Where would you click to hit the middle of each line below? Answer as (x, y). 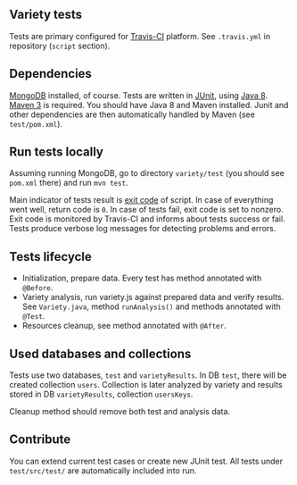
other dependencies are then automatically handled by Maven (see (132, 114)
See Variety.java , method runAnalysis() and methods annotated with (151, 306)
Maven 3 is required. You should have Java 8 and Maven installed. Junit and (149, 105)
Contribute (40, 440)
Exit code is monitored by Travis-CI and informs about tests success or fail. (147, 219)
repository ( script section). (60, 46)
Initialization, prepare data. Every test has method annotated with (142, 278)
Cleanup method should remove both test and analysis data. (120, 412)
